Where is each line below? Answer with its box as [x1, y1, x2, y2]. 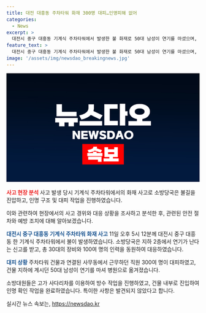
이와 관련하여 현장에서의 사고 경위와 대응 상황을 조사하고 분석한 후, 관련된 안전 [6, 209, 193, 217]
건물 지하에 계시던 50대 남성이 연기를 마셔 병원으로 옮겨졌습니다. [6, 266, 161, 274]
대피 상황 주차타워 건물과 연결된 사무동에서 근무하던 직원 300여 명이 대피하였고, [6, 258, 196, 266]
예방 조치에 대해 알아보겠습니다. [17, 217, 93, 225]
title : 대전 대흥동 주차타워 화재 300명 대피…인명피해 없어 [6, 10, 137, 16]
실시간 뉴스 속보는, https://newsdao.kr [6, 300, 100, 307]
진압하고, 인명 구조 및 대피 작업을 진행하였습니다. [6, 196, 123, 204]
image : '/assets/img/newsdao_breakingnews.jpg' [6, 55, 131, 61]
